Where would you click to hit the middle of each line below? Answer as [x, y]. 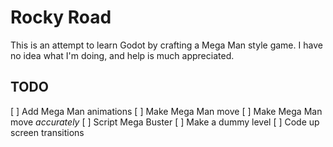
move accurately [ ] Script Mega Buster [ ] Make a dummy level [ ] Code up [165, 122]
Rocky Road [61, 17]
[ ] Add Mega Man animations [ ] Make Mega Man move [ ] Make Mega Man [166, 111]
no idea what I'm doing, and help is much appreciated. [122, 55]
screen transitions [47, 132]
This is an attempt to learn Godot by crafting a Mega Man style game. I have [166, 45]
